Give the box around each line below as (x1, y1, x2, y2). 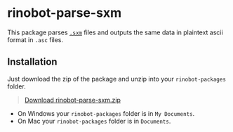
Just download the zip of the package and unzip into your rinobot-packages (7, 74, 227, 83)
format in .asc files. (7, 35, 64, 44)
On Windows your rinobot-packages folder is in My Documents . (17, 109, 195, 117)
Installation (7, 56, 58, 68)
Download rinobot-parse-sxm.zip (24, 95, 121, 104)
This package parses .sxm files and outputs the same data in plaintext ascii (7, 28, 223, 37)
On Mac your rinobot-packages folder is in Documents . (17, 117, 171, 125)
